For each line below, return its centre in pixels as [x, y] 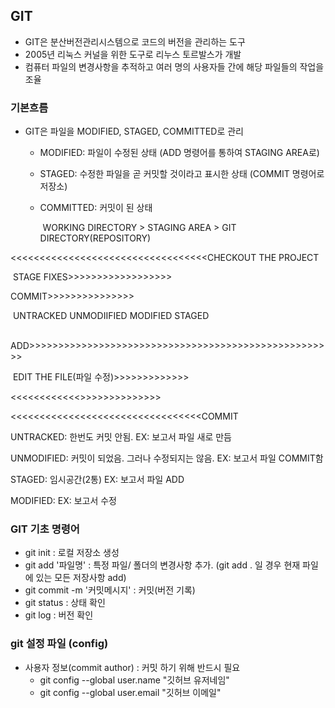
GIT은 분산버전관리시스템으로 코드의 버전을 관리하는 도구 [135, 41]
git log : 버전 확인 [59, 615]
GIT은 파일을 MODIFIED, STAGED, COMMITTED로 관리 [134, 131]
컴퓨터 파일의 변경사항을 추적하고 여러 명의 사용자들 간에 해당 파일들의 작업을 [174, 66]
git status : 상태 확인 [65, 603]
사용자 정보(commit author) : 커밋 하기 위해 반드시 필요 [132, 667]
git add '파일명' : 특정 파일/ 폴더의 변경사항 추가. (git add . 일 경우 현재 [162, 565]
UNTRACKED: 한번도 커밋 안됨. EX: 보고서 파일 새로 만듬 [121, 437]
